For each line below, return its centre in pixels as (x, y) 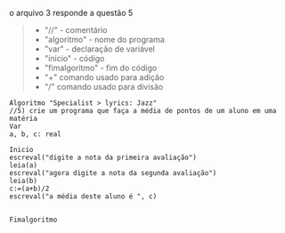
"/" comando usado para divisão (104, 87)
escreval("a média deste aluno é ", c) (83, 197)
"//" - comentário (76, 30)
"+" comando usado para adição (104, 77)
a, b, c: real (36, 134)
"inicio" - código (74, 58)
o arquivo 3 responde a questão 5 (71, 13)
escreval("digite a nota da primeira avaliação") (103, 157)
